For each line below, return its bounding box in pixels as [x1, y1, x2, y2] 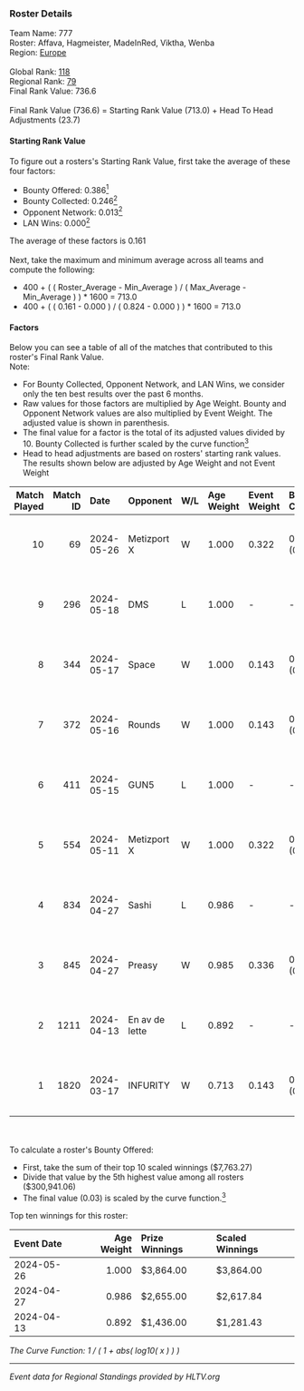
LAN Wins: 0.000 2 [22, 216, 90, 229]
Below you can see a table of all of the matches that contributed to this [9, 342, 273, 353]
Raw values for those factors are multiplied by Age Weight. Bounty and [22, 398, 287, 409]
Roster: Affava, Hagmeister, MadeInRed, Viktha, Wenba [9, 37, 215, 48]
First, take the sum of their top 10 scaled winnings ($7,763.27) [22, 1161, 253, 1172]
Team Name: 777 [9, 28, 73, 39]
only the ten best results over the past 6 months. [22, 388, 204, 399]
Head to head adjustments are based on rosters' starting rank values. [22, 447, 281, 458]
